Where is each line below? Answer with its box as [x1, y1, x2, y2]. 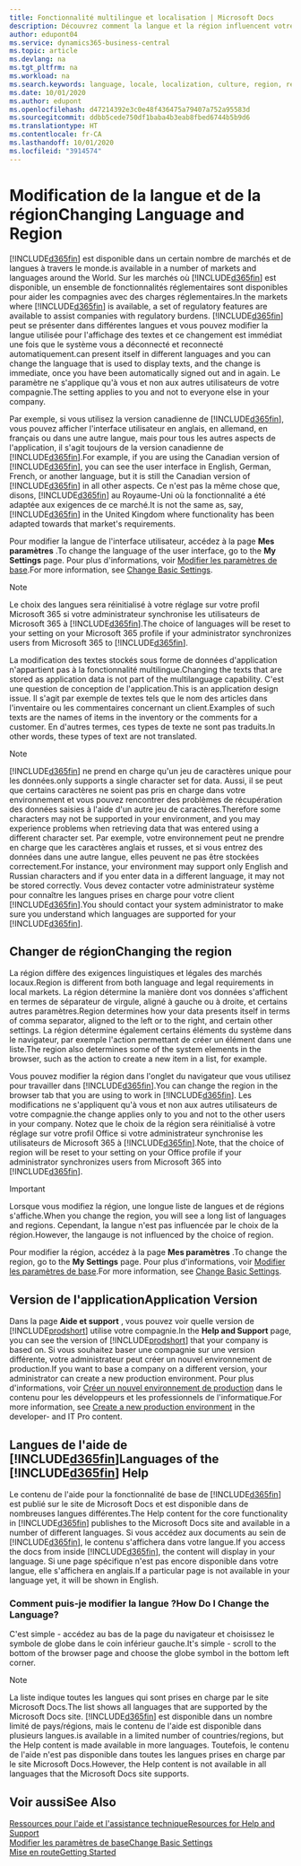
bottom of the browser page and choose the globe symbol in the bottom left [9, 1648, 289, 1659]
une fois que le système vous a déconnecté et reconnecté [9, 338, 224, 350]
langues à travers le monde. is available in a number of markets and [9, 262, 257, 274]
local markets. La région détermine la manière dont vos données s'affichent [9, 987, 288, 998]
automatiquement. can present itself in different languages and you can [9, 348, 271, 359]
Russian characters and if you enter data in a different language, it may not [9, 870, 285, 881]
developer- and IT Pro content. [9, 1411, 123, 1422]
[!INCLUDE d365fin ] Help [9, 1465, 150, 1480]
